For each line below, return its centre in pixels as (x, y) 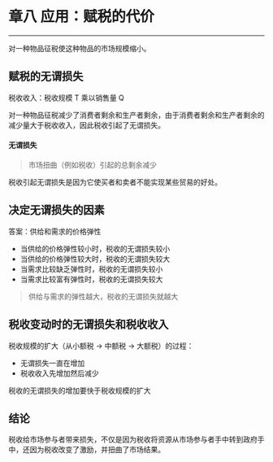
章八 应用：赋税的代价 (81, 17)
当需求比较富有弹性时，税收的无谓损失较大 (91, 279)
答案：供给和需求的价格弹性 (55, 231)
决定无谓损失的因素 (56, 210)
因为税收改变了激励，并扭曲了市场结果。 (97, 450)
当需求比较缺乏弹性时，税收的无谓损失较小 (91, 268)
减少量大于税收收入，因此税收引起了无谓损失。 (87, 125)
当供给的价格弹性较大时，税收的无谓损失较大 (95, 259)
